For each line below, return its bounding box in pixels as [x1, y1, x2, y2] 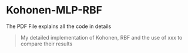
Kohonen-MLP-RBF [6, 3, 103, 17]
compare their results [20, 40, 73, 47]
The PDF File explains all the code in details [6, 23, 112, 30]
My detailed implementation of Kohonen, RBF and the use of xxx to [20, 34, 183, 41]
